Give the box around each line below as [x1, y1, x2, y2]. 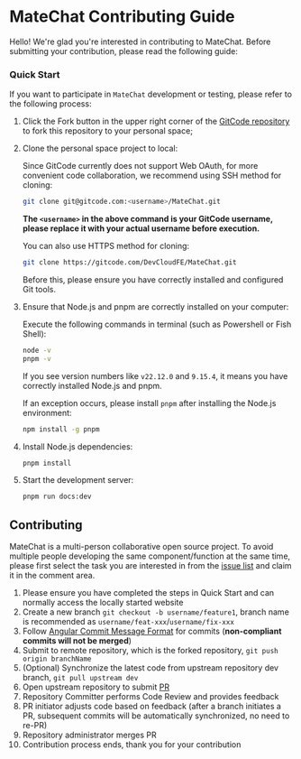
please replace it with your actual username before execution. [22, 223, 260, 234]
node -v [22, 346, 51, 355]
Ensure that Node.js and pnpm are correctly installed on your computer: [22, 301, 289, 312]
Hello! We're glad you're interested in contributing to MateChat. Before [9, 36, 271, 47]
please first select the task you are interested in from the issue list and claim [9, 560, 292, 571]
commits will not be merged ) [22, 635, 132, 646]
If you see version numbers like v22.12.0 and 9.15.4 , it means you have [22, 370, 288, 381]
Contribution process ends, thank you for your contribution [22, 739, 242, 750]
